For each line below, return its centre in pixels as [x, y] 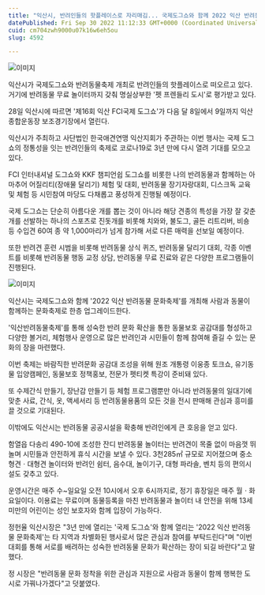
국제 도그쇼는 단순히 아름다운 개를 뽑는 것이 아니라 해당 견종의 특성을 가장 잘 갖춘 [132, 211]
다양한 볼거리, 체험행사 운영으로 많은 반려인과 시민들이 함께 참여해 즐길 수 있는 [128, 337]
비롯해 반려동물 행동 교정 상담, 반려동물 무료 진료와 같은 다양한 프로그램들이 [138, 258]
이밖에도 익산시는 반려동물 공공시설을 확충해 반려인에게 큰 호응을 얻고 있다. [123, 427]
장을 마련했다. [44, 348]
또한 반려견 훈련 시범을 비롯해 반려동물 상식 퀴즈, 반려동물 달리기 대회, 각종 [123, 248]
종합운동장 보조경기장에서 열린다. [59, 121]
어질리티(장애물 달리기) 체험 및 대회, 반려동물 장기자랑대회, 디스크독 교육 [140, 185]
